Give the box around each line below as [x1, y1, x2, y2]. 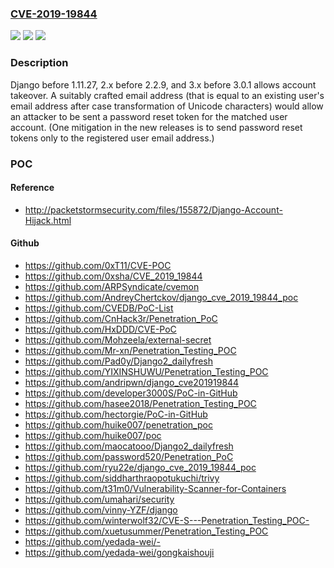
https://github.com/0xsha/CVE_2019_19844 [24, 270, 203, 282]
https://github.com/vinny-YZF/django [24, 503, 178, 516]
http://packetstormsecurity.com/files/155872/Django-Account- [24, 203, 283, 216]
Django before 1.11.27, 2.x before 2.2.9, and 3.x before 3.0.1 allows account [10, 78, 317, 91]
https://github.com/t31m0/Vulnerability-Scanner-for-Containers [24, 482, 287, 494]
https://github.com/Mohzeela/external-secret [24, 333, 212, 346]
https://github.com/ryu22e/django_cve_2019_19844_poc [24, 461, 257, 473]
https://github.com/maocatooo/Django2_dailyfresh [24, 440, 234, 452]
